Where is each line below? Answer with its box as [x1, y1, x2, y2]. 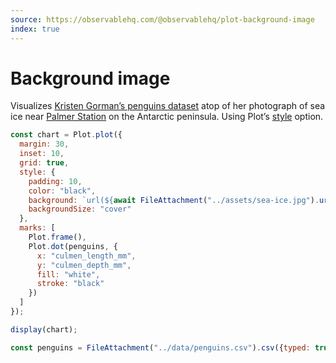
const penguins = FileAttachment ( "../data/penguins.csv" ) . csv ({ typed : [10, 342, 311, 353]
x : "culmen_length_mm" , [36, 251, 137, 261]
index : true [10, 24, 60, 34]
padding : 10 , [28, 176, 83, 186]
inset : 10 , [19, 149, 65, 159]
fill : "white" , [36, 269, 101, 280]
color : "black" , [28, 186, 97, 196]
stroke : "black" [36, 279, 105, 289]
